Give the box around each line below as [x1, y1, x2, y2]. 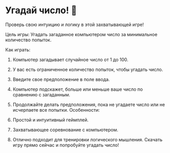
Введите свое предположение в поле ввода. [12, 76, 110, 82]
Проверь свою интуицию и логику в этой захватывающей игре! [5, 21, 144, 28]
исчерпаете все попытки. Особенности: [12, 107, 100, 113]
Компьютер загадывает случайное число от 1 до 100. [12, 56, 129, 63]
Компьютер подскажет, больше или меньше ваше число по [12, 86, 143, 92]
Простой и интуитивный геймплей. [12, 117, 89, 123]
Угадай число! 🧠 [5, 5, 77, 16]
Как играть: [5, 46, 31, 53]
